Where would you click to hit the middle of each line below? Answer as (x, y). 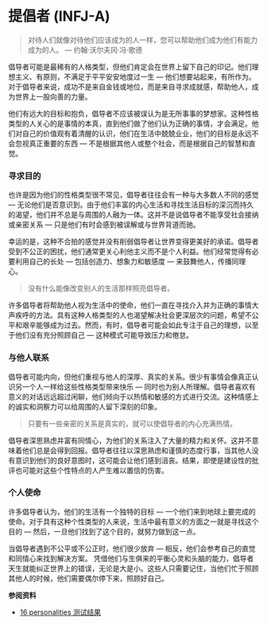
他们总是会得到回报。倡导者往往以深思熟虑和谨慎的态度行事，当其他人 (137, 450)
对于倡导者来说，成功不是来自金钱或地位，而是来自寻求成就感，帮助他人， (130, 86)
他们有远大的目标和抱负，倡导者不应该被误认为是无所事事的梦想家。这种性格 (133, 113)
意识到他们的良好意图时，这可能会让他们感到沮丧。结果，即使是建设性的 (133, 460)
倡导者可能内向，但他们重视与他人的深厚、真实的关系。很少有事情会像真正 (130, 377)
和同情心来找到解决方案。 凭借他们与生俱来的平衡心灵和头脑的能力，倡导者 (131, 558)
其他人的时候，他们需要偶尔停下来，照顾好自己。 (88, 578)
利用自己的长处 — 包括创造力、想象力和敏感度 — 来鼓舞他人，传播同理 (130, 262)
